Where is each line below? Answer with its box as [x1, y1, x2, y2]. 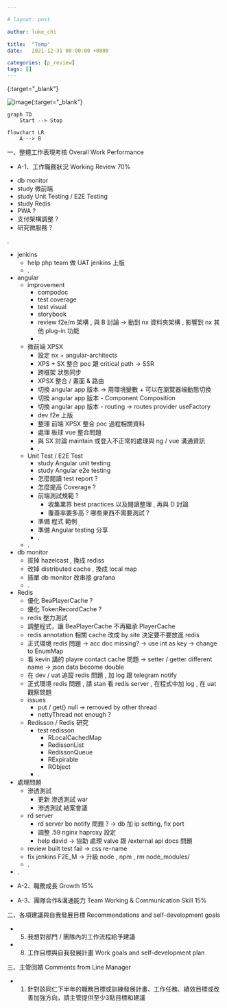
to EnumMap [27, 647, 64, 655]
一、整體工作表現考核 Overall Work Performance [7, 148, 144, 156]
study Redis [16, 199, 51, 208]
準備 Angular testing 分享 [37, 526, 108, 534]
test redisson [37, 726, 75, 734]
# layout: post [7, 16, 51, 23]
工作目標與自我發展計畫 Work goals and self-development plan [27, 948, 205, 957]
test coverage [37, 295, 77, 304]
